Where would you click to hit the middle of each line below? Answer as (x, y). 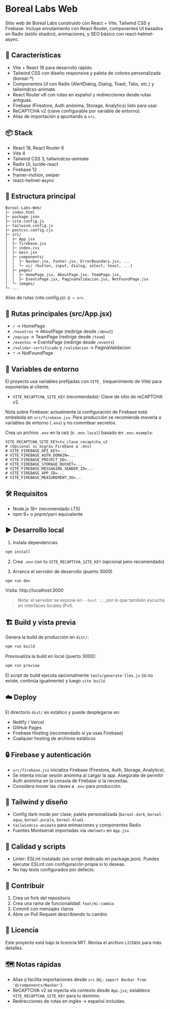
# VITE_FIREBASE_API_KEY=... (36, 451)
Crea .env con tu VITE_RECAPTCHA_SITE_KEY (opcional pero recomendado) (89, 562)
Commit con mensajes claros (43, 909)
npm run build (20, 647)
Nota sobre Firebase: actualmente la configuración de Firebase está (76, 412)
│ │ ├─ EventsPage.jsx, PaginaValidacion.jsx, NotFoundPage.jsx (77, 279)
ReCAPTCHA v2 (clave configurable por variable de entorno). (77, 111)
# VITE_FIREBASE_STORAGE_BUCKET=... (44, 464)
